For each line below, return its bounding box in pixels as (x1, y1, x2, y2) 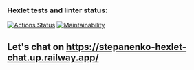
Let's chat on (7, 40, 64, 53)
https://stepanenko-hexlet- (65, 40, 187, 53)
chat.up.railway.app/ (7, 51, 99, 63)
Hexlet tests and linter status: (7, 5, 108, 15)
